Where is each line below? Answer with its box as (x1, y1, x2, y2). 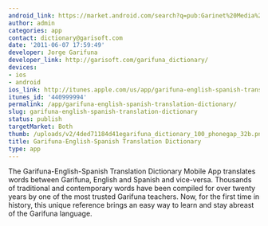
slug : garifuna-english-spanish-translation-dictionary (8, 108, 198, 116)
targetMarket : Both (8, 123, 73, 131)
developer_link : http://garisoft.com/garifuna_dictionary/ (8, 56, 209, 64)
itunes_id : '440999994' (8, 93, 88, 101)
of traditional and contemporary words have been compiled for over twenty (8, 184, 256, 193)
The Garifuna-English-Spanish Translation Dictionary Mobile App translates (8, 166, 256, 176)
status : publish (8, 115, 62, 123)
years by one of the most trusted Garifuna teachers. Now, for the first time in (8, 192, 260, 201)
